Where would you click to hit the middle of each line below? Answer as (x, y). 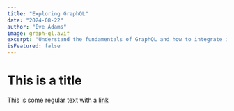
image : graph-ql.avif (39, 33)
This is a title (45, 81)
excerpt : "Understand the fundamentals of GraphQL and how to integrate (115, 40)
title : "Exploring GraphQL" (48, 14)
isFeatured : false (34, 46)
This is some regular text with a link (58, 100)
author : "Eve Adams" (37, 27)
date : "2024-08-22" (36, 20)
